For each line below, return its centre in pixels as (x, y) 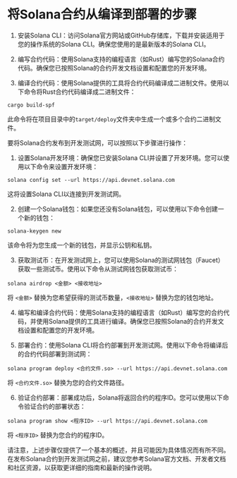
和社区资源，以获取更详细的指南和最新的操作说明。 (81, 467)
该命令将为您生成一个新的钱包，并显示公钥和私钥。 (81, 245)
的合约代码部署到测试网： (55, 354)
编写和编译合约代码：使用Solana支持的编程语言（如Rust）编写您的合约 (120, 312)
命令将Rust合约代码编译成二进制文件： (80, 92)
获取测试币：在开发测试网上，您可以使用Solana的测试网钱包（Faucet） (121, 260)
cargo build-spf (31, 105)
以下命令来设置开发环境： (61, 166)
